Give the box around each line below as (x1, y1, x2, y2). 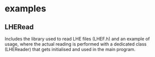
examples (5, 3, 46, 14)
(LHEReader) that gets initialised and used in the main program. (5, 47, 136, 52)
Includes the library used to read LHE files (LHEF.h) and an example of (5, 36, 150, 42)
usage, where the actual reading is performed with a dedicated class (5, 41, 146, 47)
